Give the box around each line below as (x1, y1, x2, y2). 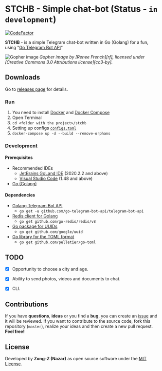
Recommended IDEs (12, 165, 54, 171)
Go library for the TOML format (12, 234, 74, 240)
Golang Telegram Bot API (12, 203, 63, 209)
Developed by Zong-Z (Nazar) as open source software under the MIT (5, 356, 147, 361)
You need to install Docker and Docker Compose (12, 110, 110, 116)
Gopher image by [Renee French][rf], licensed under (39, 54, 145, 59)
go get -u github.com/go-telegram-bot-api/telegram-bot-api (19, 209, 144, 214)
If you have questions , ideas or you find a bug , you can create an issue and (5, 313, 158, 319)
